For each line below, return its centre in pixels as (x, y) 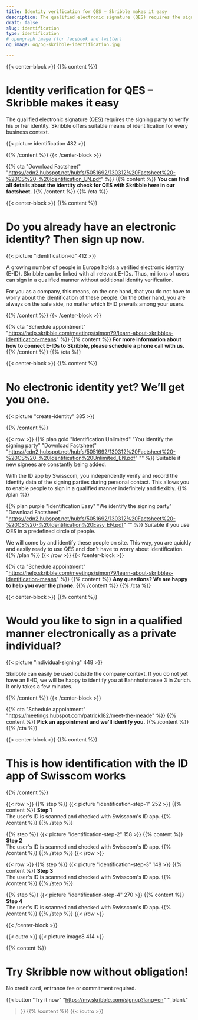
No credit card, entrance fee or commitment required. (71, 988)
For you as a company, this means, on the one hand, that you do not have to (98, 291)
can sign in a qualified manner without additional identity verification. (90, 280)
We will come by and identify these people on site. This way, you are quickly (99, 542)
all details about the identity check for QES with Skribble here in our (90, 185)
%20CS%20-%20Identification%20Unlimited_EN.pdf (71, 458)
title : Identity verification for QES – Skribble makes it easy (87, 12)
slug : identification (33, 28)
